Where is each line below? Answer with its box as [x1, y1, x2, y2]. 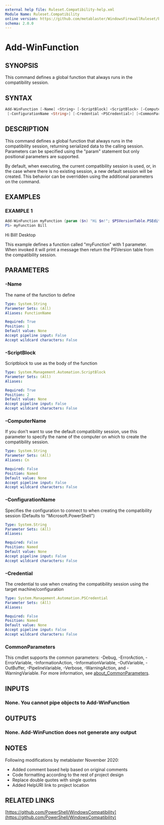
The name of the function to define [5, 292, 76, 298]
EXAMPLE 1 [5, 207, 33, 214]
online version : [5, 16, 38, 21]
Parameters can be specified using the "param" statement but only [5, 148, 140, 154]
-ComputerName [5, 417, 46, 424]
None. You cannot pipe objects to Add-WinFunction [5, 699, 130, 706]
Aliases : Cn [5, 458, 29, 463]
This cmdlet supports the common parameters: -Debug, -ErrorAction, [5, 655, 145, 660]
